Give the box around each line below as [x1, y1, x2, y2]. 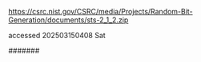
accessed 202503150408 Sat [8, 31, 106, 40]
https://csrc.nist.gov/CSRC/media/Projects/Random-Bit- [8, 7, 194, 16]
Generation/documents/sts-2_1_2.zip [8, 15, 129, 25]
